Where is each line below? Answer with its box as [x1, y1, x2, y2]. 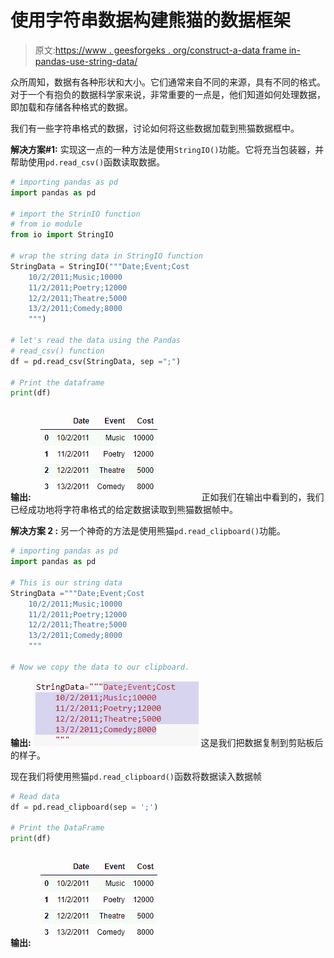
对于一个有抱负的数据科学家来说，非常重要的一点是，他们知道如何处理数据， [10, 88, 326, 100]
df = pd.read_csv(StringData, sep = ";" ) [10, 356, 182, 366]
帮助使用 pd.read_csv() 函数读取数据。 [10, 156, 166, 168]
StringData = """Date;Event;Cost [10, 588, 145, 598]
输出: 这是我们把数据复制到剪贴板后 [10, 736, 324, 748]
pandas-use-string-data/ [34, 55, 138, 67]
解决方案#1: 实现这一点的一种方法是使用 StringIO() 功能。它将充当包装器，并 [10, 143, 325, 155]
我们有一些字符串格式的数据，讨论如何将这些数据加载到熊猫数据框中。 [10, 122, 300, 134]
